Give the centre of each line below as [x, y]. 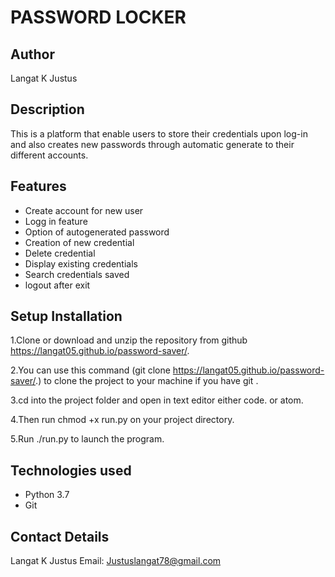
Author [32, 54]
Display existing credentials [81, 263]
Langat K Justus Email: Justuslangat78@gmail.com [116, 561]
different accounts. [49, 155]
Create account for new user [84, 210]
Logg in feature [56, 221]
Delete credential [60, 253]
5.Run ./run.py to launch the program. [87, 439]
